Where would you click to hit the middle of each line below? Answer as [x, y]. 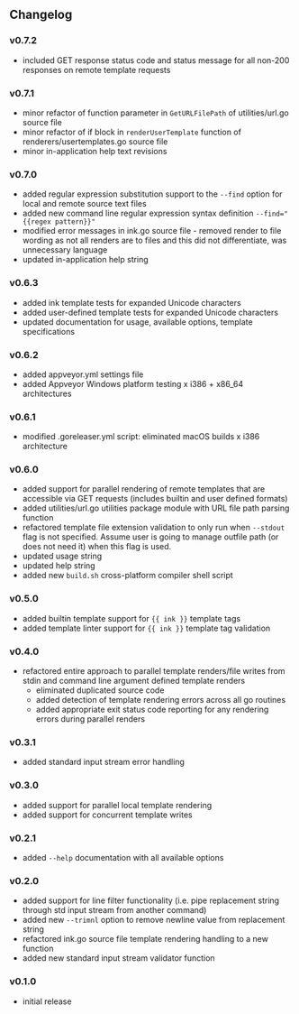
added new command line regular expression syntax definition [138, 213]
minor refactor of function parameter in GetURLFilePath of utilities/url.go [156, 113]
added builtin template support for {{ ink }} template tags [131, 618]
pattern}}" [76, 222]
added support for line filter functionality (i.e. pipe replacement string [151, 900]
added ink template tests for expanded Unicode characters [131, 302]
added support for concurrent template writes [107, 815]
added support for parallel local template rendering [117, 805]
